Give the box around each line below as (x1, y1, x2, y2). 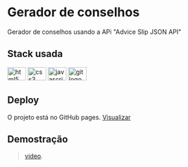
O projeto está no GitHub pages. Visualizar (7, 113, 132, 121)
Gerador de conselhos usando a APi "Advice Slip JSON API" (7, 27, 182, 36)
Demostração (7, 133, 68, 145)
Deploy (7, 94, 39, 106)
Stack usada (7, 48, 63, 60)
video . (24, 152, 44, 161)
